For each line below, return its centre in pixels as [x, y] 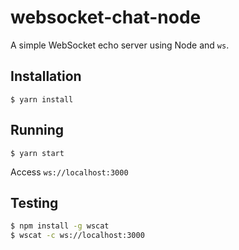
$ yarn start [37, 153]
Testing [34, 202]
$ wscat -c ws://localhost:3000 [77, 236]
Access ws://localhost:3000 [69, 172]
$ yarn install [42, 99]
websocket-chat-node [106, 17]
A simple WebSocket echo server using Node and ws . [120, 45]
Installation [46, 76]
